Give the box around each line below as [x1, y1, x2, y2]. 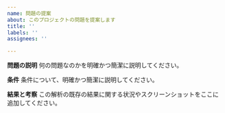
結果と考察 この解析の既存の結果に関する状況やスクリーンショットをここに [7, 90, 220, 99]
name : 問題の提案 [7, 10, 51, 17]
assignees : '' [7, 36, 48, 42]
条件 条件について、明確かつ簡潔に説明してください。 [7, 76, 158, 84]
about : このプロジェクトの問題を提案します [7, 16, 116, 23]
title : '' [7, 23, 36, 29]
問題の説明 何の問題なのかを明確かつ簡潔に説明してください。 [7, 61, 183, 69]
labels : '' [7, 29, 38, 36]
